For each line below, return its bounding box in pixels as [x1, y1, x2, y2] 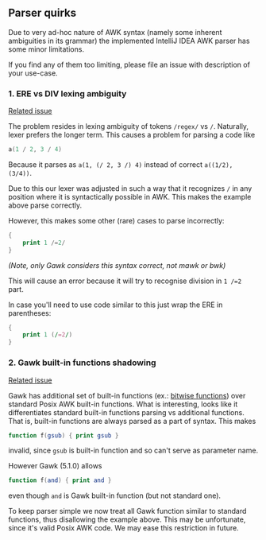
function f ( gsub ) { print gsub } [8, 431, 119, 440]
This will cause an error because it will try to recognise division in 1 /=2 [8, 276, 242, 286]
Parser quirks [8, 6, 77, 20]
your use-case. [8, 68, 58, 78]
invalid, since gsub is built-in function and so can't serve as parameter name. [8, 445, 259, 456]
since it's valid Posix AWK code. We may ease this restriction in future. [8, 523, 240, 533]
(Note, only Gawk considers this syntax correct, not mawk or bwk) [8, 260, 226, 270]
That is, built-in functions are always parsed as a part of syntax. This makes [8, 416, 256, 425]
